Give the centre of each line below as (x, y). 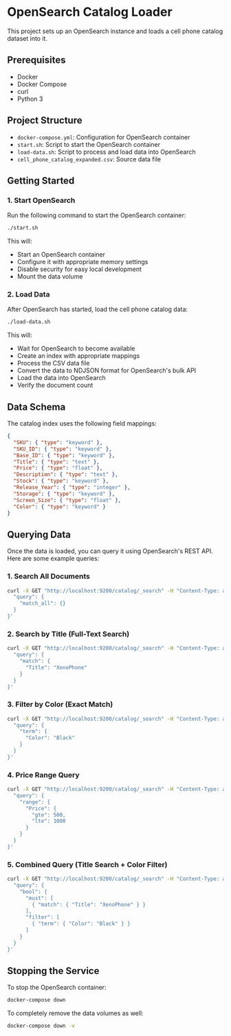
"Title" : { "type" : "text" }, (56, 462)
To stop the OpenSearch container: (57, 988)
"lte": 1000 (49, 821)
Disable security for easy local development (79, 269)
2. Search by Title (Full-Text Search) (68, 634)
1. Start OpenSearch (41, 200)
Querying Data (39, 534)
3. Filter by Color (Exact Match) (60, 704)
